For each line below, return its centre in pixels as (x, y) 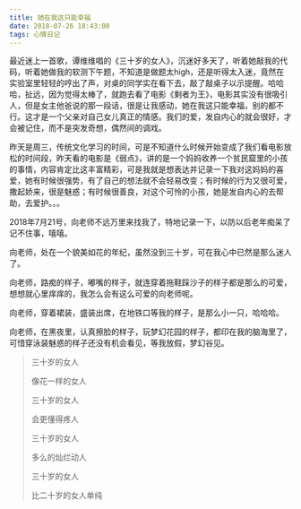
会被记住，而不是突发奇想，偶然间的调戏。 (88, 128)
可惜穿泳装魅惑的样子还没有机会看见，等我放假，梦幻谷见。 (119, 343)
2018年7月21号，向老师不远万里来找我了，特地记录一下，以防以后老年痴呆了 (150, 222)
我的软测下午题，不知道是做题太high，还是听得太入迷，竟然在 (170, 72)
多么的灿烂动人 (59, 457)
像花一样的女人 (59, 381)
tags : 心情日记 (35, 34)
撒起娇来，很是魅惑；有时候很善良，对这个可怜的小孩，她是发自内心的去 (142, 192)
